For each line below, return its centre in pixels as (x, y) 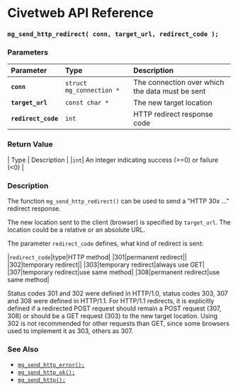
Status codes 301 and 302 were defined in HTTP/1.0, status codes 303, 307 (118, 293)
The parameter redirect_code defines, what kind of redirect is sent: (106, 243)
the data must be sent (170, 91)
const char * (87, 103)
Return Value (30, 144)
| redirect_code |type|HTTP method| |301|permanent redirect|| (97, 257)
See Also (23, 349)
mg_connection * (92, 91)
